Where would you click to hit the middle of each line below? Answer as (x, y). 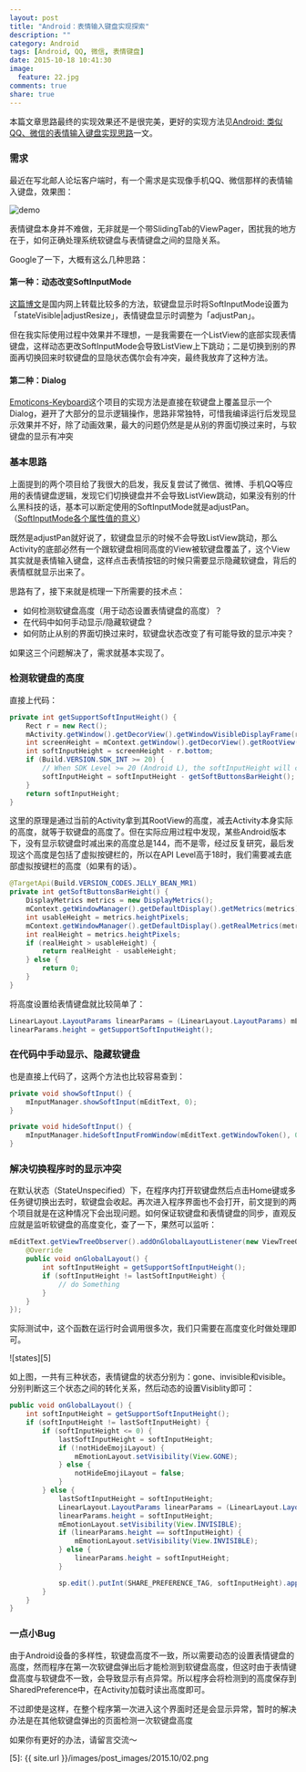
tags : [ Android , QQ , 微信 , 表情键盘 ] (77, 52)
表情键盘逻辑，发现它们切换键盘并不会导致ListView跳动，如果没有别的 (157, 495)
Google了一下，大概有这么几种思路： (79, 259)
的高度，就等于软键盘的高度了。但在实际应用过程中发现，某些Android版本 (148, 832)
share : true (32, 94)
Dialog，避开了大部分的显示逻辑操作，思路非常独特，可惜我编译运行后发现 (149, 414)
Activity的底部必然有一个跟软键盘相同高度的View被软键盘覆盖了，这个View (150, 549)
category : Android (44, 43)
